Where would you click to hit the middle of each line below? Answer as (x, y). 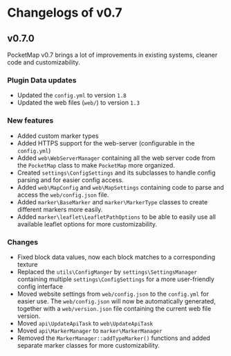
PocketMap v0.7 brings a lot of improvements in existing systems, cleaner (112, 55)
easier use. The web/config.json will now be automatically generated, (116, 301)
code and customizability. (44, 62)
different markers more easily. (60, 209)
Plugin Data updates (42, 80)
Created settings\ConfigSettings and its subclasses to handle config (116, 172)
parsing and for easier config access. (71, 180)
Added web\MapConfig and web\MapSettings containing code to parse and (121, 187)
